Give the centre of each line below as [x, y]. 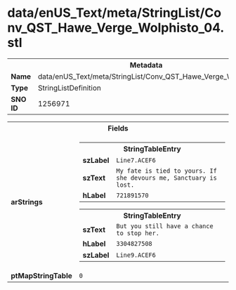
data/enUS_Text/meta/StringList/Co [114, 13]
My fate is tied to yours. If [166, 171]
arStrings [27, 202]
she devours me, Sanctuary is [166, 178]
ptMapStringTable [41, 275]
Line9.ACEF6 [136, 255]
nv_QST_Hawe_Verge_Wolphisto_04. [116, 28]
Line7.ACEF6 [136, 160]
